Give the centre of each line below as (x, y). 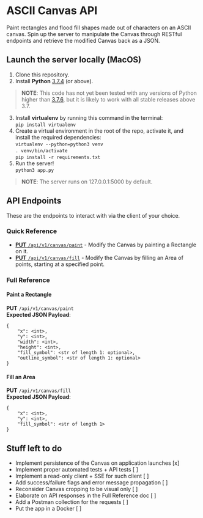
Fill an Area (21, 377)
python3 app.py (35, 170)
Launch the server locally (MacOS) (74, 60)
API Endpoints (34, 201)
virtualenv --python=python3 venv (59, 144)
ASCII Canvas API (52, 11)
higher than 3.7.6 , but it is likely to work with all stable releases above (108, 99)
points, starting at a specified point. (60, 264)
